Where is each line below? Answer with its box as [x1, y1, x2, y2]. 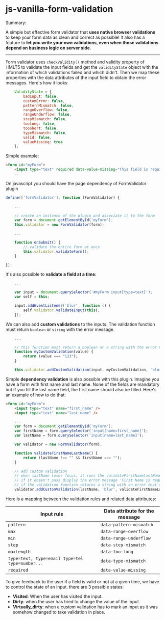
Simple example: [5, 153, 39, 159]
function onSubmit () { [14, 240, 61, 245]
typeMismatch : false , [23, 130, 68, 135]
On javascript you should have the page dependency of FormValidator [5, 180, 147, 186]
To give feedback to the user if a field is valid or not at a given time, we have [5, 578, 160, 585]
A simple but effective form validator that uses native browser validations [5, 29, 156, 35]
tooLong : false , [23, 121, 56, 126]
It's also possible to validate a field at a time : [5, 271, 96, 277]
